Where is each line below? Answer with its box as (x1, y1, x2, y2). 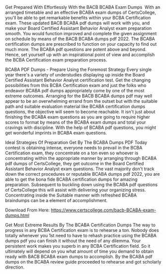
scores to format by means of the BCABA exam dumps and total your (5, 119, 146, 125)
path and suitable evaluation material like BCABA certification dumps (5, 104, 145, 109)
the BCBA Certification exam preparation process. (5, 57, 108, 63)
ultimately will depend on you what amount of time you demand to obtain (5, 248, 154, 254)
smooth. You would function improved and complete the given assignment (5, 31, 157, 36)
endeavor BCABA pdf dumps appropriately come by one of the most (5, 88, 145, 93)
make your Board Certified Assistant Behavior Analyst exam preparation (5, 25, 152, 31)
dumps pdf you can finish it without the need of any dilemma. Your (5, 238, 141, 244)
